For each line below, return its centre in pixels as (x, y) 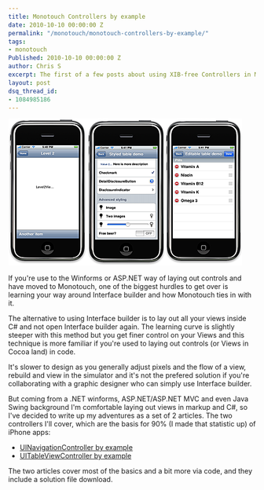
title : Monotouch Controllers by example (77, 16)
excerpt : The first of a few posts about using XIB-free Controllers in (130, 75)
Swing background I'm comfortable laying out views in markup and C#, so (128, 408)
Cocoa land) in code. (42, 352)
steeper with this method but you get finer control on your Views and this (126, 335)
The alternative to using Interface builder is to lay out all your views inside (127, 319)
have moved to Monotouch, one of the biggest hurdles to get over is (118, 287)
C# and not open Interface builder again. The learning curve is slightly (121, 327)
